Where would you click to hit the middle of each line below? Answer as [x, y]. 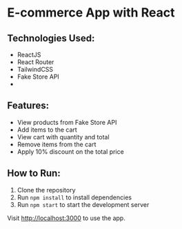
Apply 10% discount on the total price [70, 151]
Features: [28, 106]
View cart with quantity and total [63, 137]
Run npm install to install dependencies [74, 197]
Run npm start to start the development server [83, 204]
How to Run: [34, 173]
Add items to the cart [47, 130]
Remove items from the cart [57, 144]
